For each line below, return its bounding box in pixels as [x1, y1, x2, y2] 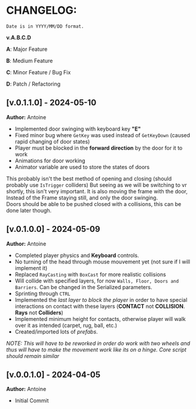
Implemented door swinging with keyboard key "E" [14, 125, 141, 132]
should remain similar [6, 352, 60, 359]
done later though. [6, 207, 52, 214]
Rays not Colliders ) [14, 309, 64, 316]
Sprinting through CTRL [14, 290, 71, 297]
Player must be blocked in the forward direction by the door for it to [14, 144, 183, 152]
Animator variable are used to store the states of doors [14, 163, 150, 171]
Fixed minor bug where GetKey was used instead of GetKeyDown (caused [14, 131, 190, 138]
